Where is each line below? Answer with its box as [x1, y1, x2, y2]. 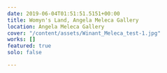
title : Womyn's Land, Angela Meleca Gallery [7, 17, 139, 24]
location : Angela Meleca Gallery [7, 23, 105, 30]
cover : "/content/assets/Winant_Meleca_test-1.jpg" [7, 29, 161, 37]
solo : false [7, 49, 42, 56]
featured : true [7, 42, 52, 49]
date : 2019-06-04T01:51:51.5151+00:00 [7, 10, 120, 17]
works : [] [7, 36, 36, 43]
